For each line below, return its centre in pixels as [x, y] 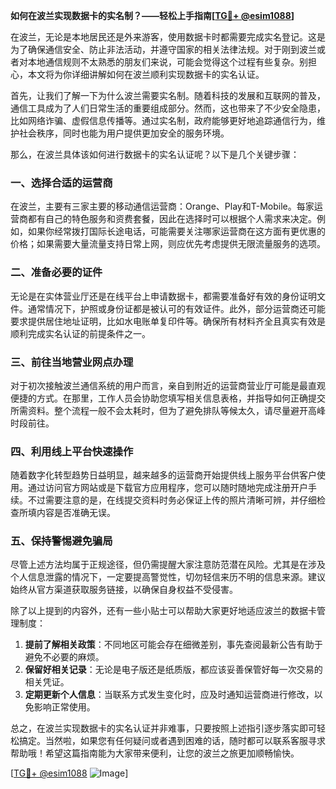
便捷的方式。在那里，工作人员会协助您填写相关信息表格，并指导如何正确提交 [168, 398]
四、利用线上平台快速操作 [72, 451]
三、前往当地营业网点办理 [72, 362]
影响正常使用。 [64, 707]
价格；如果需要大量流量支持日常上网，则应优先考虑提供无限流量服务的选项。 [168, 244]
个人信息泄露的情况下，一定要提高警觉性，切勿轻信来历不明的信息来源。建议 [168, 577]
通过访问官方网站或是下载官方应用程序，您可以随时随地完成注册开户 [167, 488]
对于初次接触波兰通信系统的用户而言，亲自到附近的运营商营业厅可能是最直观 [168, 385]
